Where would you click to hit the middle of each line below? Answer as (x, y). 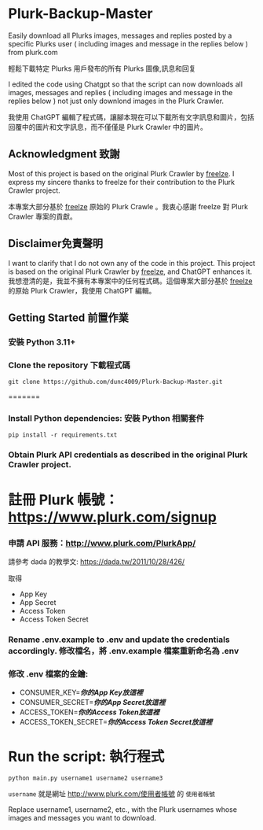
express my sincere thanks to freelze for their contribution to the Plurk (122, 182)
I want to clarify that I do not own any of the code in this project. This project (132, 263)
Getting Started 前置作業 (69, 317)
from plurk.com (33, 52)
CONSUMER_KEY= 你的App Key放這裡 (81, 692)
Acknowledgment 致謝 (64, 154)
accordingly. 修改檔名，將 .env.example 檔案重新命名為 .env (124, 651)
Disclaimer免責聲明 (56, 243)
